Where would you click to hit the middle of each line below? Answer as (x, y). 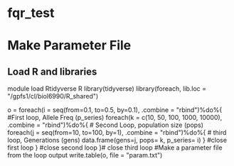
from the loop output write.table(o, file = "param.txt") (85, 155)
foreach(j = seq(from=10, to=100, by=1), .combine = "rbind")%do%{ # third (117, 133)
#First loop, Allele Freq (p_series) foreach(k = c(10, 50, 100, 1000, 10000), (115, 118)
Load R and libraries (52, 71)
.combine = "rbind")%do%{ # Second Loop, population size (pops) (106, 125)
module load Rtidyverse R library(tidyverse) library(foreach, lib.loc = (107, 89)
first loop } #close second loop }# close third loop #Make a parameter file (115, 148)
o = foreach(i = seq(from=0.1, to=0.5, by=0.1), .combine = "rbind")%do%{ (115, 110)
